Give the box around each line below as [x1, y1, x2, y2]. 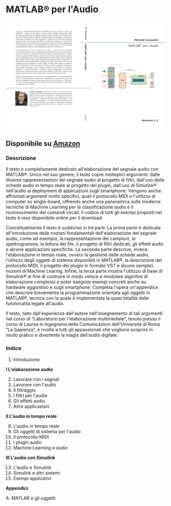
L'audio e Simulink [13, 464, 51, 470]
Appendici [6, 485, 28, 491]
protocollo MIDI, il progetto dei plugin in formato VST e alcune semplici [6, 262, 154, 269]
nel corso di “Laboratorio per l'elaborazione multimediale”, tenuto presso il [6, 316, 161, 322]
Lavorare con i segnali [13, 376, 60, 382]
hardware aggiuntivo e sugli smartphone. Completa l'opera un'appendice [6, 284, 159, 290]
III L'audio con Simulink [6, 455, 55, 461]
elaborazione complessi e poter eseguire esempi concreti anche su [6, 279, 147, 285]
